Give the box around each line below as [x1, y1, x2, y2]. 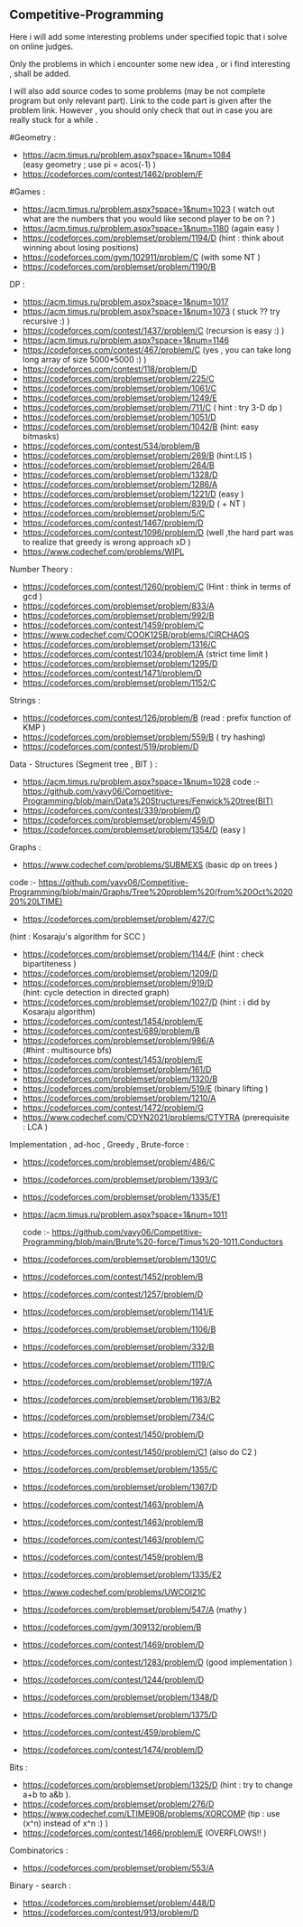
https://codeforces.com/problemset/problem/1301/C [22, 1253, 217, 1264]
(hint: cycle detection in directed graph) [22, 987, 170, 997]
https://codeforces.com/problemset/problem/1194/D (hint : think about [22, 232, 284, 243]
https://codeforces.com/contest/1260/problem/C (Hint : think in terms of [22, 581, 291, 591]
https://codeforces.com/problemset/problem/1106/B [22, 1324, 216, 1335]
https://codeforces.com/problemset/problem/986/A [22, 1034, 215, 1045]
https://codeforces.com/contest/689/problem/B [22, 1025, 200, 1036]
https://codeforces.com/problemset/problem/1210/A [22, 1092, 216, 1103]
